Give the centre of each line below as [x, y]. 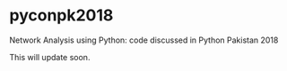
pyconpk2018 [61, 16]
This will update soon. [50, 57]
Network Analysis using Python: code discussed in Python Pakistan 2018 [144, 40]
